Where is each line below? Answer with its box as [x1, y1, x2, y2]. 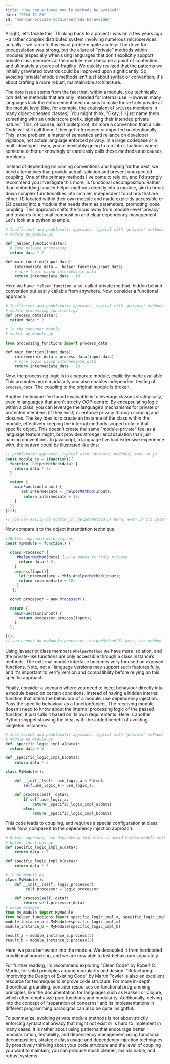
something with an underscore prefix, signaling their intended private [5, 116, 149, 122]
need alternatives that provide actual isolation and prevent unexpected [5, 169, 153, 175]
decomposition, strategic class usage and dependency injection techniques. [5, 1037, 164, 1043]
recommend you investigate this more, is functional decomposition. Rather [5, 179, 160, 185]
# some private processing [10, 246, 67, 251]
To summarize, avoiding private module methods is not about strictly [5, 1015, 148, 1021]
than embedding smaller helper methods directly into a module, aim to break [5, 185, 164, 191]
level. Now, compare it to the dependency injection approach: [5, 825, 134, 831]
